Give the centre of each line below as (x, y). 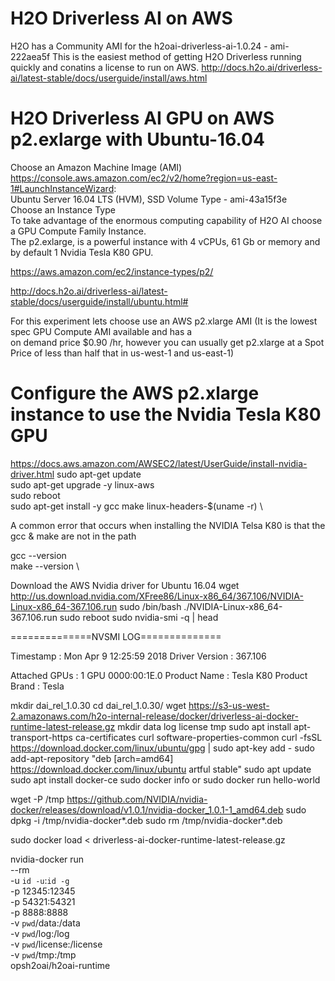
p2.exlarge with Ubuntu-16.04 (137, 139)
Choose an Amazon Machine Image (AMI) (96, 167)
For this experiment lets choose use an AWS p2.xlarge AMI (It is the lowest (164, 321)
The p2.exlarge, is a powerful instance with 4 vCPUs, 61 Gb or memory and (165, 241)
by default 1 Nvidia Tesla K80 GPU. (82, 252)
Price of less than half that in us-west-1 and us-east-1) (122, 353)
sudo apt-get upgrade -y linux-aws (82, 484)
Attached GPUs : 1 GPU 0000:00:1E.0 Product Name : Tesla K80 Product (159, 675)
